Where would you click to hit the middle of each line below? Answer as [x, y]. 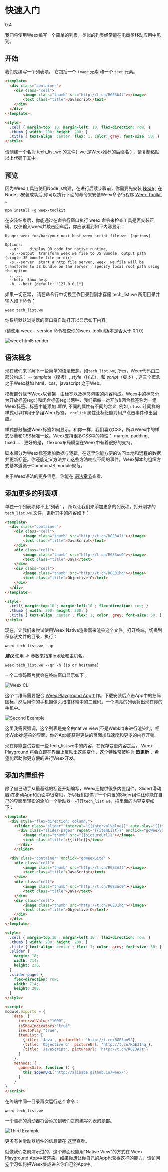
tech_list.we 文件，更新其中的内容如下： [48, 513]
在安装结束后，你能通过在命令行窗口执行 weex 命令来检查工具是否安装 [77, 220]
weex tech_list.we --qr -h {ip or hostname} [52, 665]
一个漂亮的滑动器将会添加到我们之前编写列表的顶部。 [60, 1121]
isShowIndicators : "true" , [45, 1026]
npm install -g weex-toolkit [35, 210]
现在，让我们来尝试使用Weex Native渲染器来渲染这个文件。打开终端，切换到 [84, 630]
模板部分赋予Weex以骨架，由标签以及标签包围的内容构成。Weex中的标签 [80, 394]
